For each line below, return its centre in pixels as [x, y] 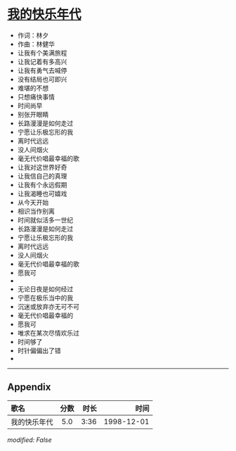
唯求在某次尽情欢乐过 [48, 333]
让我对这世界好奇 [42, 167]
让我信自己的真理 [42, 176]
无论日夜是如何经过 [45, 288]
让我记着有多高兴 [42, 61]
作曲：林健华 [36, 44]
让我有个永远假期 [42, 184]
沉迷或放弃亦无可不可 [48, 306]
